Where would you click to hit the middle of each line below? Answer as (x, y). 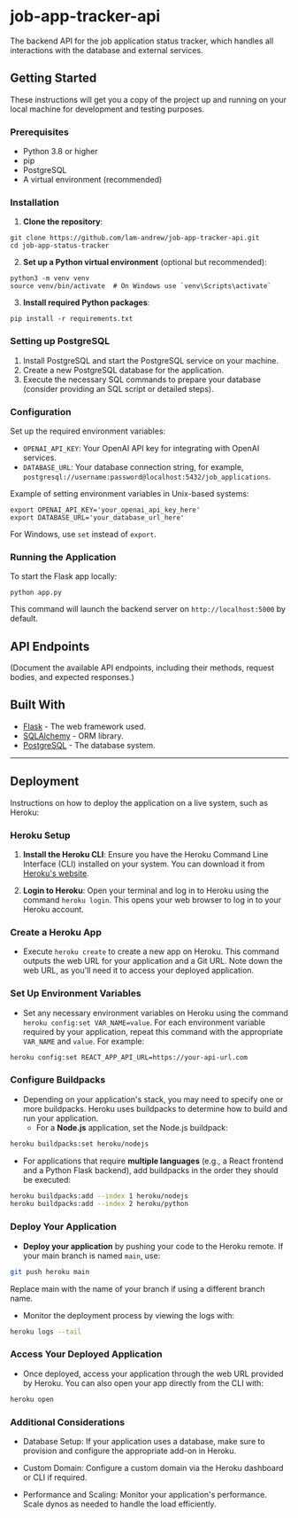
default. (24, 619)
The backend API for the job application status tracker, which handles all (142, 41)
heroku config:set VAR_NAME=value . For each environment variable (144, 1022)
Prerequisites (39, 132)
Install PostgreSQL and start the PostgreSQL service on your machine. (151, 360)
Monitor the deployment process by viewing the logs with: (129, 1315)
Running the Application (63, 557)
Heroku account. (53, 909)
